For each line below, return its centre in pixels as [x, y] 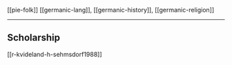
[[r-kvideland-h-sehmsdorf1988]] [55, 54]
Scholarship [34, 38]
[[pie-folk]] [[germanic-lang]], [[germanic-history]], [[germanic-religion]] [111, 10]
